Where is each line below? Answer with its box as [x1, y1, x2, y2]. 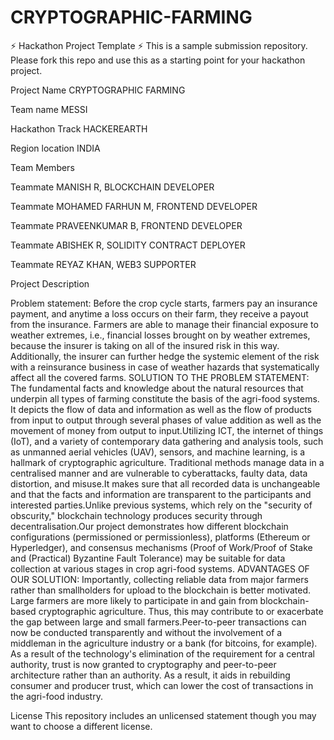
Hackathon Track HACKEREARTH [10, 122, 148, 135]
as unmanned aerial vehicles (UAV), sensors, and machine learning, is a [10, 446, 306, 458]
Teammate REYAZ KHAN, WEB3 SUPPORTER [10, 258, 197, 270]
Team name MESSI [10, 103, 88, 115]
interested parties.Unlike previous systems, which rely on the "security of [10, 499, 313, 511]
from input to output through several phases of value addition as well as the [10, 414, 322, 426]
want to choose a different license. [10, 720, 153, 732]
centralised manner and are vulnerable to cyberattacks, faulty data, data [10, 467, 308, 479]
